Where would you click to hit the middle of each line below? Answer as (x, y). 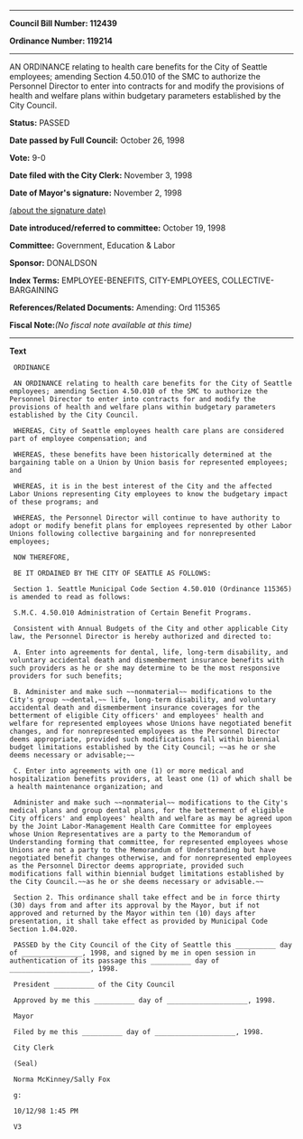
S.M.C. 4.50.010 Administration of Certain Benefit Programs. (133, 613)
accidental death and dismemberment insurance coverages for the (134, 708)
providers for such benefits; (66, 676)
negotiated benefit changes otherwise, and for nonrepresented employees (151, 858)
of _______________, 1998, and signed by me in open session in (133, 953)
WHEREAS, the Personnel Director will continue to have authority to (147, 518)
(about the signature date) (58, 210)
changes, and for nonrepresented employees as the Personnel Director (145, 731)
